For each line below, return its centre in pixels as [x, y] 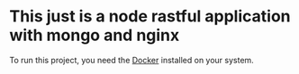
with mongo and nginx [95, 35]
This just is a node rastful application [150, 16]
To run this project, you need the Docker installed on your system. [131, 60]
